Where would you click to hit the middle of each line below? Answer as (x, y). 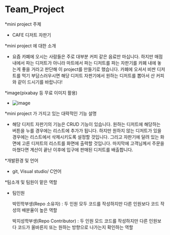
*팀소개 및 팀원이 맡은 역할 (31, 182)
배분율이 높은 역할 (39, 210)
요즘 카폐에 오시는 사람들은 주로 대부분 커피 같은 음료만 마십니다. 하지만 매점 (88, 56)
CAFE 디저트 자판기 (32, 35)
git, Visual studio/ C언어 (37, 171)
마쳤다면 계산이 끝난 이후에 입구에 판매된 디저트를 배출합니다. (73, 150)
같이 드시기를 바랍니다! (40, 82)
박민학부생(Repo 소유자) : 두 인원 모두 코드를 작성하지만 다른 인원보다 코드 (86, 203)
